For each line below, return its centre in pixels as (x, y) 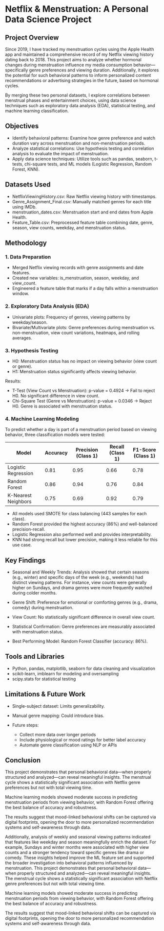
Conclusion (23, 760)
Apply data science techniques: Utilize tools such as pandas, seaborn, (83, 159)
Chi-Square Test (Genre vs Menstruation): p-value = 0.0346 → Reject (82, 401)
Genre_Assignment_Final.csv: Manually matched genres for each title (82, 201)
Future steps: (25, 725)
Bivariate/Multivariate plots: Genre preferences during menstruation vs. (83, 327)
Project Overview (32, 37)
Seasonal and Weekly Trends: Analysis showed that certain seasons (81, 572)
